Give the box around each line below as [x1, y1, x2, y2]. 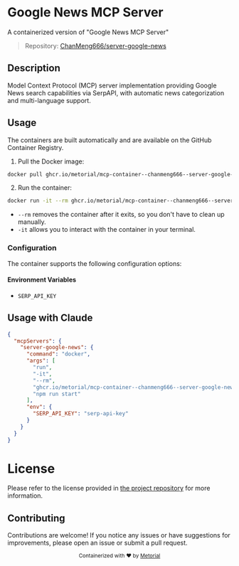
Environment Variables [7, 275, 77, 284]
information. [7, 491, 43, 500]
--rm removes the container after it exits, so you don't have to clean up [17, 210, 225, 219]
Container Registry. [7, 143, 64, 151]
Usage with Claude [7, 312, 93, 324]
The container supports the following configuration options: [7, 259, 182, 267]
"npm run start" [33, 390, 81, 397]
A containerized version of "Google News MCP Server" [7, 28, 169, 36]
